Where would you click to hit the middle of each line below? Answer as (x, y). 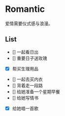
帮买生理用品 (25, 68)
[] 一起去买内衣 (27, 79)
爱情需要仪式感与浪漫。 (29, 23)
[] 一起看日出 (25, 52)
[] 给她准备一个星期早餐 (36, 91)
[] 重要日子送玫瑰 (30, 58)
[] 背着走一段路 (27, 85)
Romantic (25, 9)
